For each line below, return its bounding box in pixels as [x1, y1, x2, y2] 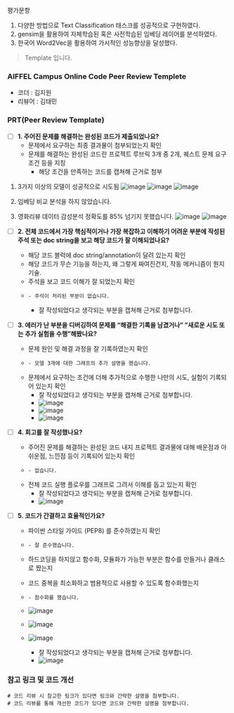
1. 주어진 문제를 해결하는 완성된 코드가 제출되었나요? [17, 132, 160, 141]
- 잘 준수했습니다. [27, 541, 75, 548]
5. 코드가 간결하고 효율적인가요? [17, 511, 105, 520]
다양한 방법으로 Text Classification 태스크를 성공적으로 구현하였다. [17, 21, 201, 30]
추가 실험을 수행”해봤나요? [24, 329, 97, 338]
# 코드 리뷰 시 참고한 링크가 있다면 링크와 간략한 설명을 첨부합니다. [7, 693, 181, 700]
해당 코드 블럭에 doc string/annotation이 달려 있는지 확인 [27, 250, 186, 259]
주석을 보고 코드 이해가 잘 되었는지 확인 [27, 277, 136, 285]
